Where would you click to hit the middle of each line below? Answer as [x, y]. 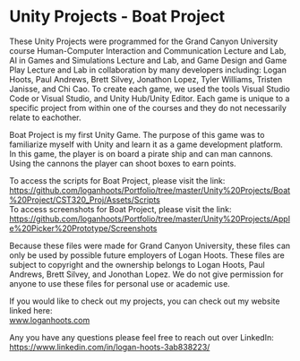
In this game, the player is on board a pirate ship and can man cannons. [141, 153]
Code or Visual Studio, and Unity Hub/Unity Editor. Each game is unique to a [150, 98]
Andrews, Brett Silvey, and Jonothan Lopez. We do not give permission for [146, 274]
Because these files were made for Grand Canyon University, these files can [150, 245]
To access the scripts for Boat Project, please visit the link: [117, 180]
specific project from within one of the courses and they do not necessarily [148, 107]
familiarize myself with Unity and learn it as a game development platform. [146, 144]
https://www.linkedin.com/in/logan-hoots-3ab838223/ [110, 347]
